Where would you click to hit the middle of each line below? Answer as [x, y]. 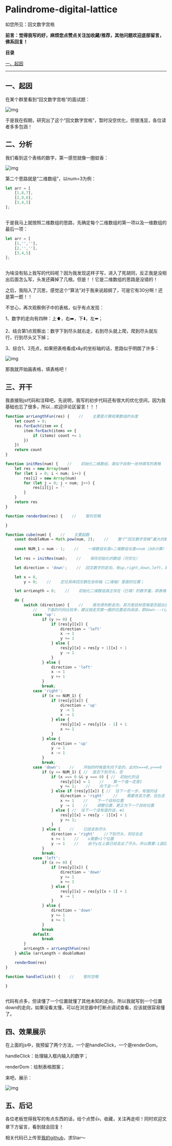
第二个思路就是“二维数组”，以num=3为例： [51, 179]
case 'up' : [44, 614]
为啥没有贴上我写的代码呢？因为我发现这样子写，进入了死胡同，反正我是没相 [86, 273]
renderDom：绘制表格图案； [35, 1067]
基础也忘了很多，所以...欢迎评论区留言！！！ [52, 407]
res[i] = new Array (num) [50, 478]
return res [26, 502]
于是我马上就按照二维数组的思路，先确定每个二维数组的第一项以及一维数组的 [86, 222]
